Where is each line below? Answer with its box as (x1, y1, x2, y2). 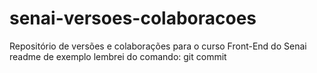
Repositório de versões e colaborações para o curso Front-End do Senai (9, 40, 307, 52)
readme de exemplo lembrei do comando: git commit (9, 50, 227, 62)
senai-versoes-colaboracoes (9, 7, 257, 30)
